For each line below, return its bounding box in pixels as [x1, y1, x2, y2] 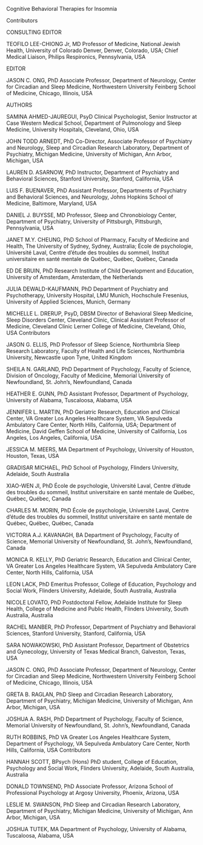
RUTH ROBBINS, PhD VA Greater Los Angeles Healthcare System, [6, 734, 171, 741]
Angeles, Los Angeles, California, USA [6, 434, 102, 441]
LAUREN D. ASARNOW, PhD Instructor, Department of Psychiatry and [6, 169, 179, 176]
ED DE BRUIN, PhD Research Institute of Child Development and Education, [6, 267, 194, 274]
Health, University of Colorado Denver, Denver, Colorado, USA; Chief [6, 47, 179, 54]
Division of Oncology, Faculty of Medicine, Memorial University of [6, 372, 171, 379]
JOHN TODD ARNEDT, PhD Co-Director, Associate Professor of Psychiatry [6, 138, 193, 145]
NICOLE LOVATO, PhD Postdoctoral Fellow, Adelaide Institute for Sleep [6, 599, 182, 606]
